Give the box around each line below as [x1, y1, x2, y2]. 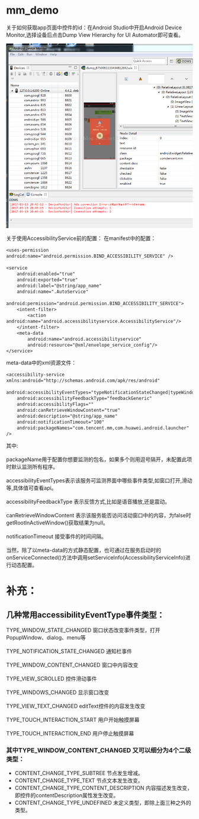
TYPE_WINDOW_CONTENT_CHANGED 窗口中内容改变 [6, 661, 139, 668]
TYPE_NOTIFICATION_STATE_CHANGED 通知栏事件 [6, 648, 132, 655]
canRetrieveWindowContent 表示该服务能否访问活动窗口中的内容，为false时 [6, 512, 191, 519]
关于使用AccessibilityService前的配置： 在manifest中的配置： [6, 235, 156, 242]
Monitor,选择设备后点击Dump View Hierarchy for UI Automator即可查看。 [6, 31, 184, 39]
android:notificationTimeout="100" [17, 419, 105, 426]
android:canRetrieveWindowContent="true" [17, 407, 120, 414]
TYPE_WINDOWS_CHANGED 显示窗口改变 [6, 689, 110, 696]
